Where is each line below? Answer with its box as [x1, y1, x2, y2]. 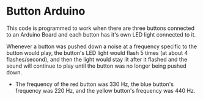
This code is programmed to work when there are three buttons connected [6, 24, 194, 32]
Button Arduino [6, 4, 86, 18]
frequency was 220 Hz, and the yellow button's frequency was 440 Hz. [15, 87, 196, 94]
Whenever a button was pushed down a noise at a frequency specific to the [6, 43, 197, 50]
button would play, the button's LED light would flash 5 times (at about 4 [6, 49, 188, 56]
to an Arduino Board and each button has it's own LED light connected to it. [6, 30, 196, 38]
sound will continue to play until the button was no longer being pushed [6, 62, 186, 70]
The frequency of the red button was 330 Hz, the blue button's [15, 80, 174, 88]
